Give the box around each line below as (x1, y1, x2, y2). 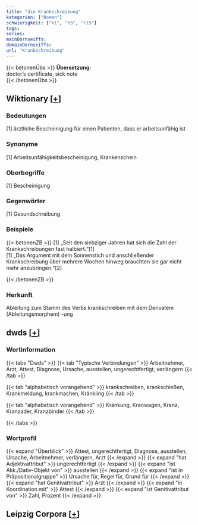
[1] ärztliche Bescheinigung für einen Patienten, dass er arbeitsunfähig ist (6, 125, 186, 132)
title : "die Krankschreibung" (6, 8, 81, 15)
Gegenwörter (6, 197, 46, 205)
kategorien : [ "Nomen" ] (6, 14, 62, 20)
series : (6, 31, 26, 37)
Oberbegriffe (6, 168, 45, 176)
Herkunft (6, 290, 33, 299)
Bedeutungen (6, 111, 46, 120)
